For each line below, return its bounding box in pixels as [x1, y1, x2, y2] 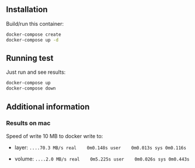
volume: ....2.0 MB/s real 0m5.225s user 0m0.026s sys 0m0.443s [14, 155, 190, 162]
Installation [6, 5, 48, 15]
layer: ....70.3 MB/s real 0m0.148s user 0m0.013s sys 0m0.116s [14, 143, 187, 151]
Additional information [6, 102, 90, 112]
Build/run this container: [6, 20, 64, 27]
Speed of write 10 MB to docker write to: [6, 132, 103, 139]
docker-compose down [6, 85, 57, 91]
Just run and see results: [6, 68, 66, 76]
